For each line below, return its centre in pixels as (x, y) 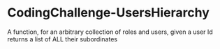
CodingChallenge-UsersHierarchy (108, 13)
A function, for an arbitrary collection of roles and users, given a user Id (110, 32)
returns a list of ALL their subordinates (62, 39)
